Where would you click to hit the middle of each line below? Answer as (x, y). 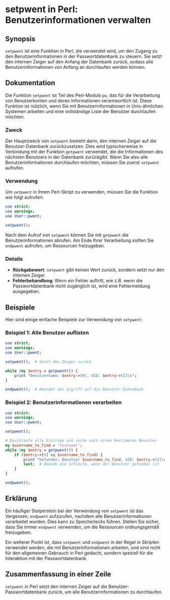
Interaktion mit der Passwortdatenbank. (46, 558)
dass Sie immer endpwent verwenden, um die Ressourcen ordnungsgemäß (82, 527)
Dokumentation (30, 83)
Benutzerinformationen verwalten (78, 20)
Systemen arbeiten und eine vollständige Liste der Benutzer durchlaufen (80, 111)
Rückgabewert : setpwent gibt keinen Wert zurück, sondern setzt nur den (88, 270)
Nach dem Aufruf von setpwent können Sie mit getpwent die (67, 235)
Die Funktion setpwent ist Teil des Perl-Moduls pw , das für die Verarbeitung (83, 95)
